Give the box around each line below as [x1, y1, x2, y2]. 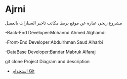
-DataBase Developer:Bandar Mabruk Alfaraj [5, 49, 96, 55]
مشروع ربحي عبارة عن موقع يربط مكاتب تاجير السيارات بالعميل [5, 20, 123, 26]
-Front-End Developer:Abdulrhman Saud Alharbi [5, 39, 103, 45]
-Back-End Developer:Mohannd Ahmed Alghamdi [5, 29, 106, 35]
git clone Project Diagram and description [5, 58, 90, 64]
